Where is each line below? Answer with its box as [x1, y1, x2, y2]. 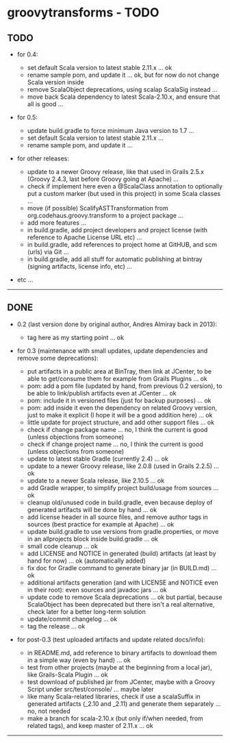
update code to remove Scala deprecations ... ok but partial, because [27, 593, 222, 601]
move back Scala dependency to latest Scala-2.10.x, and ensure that [27, 93, 220, 101]
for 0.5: [16, 113, 38, 121]
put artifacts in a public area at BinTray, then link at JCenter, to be [27, 367, 212, 375]
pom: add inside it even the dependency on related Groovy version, [27, 403, 218, 412]
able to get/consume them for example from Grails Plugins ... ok [27, 374, 207, 382]
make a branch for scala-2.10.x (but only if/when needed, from [27, 714, 203, 722]
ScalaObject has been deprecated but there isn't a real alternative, [27, 600, 215, 608]
